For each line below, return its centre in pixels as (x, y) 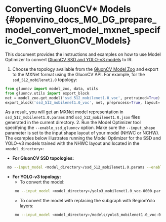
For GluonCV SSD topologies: (43, 158)
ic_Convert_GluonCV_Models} (68, 41)
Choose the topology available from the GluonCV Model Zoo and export (85, 69)
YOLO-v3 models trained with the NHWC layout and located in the (72, 143)
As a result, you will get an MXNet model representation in (64, 112)
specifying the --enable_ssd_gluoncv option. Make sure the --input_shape (80, 128)
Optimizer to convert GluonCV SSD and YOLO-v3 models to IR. (69, 59)
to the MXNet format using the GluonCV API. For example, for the (79, 74)
